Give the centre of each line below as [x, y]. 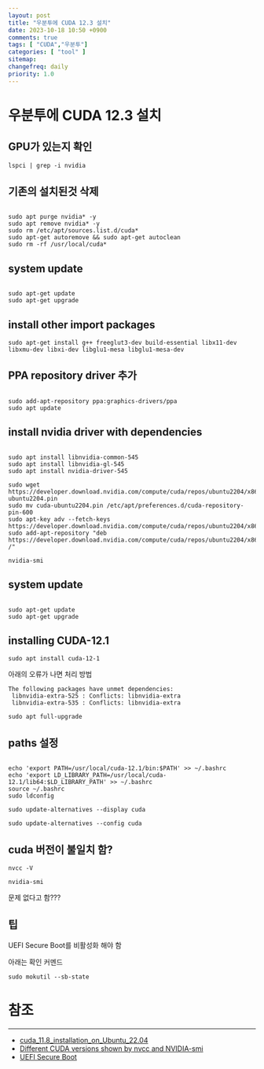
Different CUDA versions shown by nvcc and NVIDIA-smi [111, 1049]
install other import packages [82, 325]
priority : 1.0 [31, 74]
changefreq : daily [38, 67]
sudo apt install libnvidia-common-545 [73, 457]
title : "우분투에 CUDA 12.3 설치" [60, 23]
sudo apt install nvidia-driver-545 [68, 471]
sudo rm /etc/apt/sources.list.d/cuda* [73, 231]
